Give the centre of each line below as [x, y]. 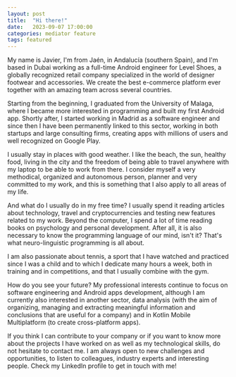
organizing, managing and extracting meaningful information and [101, 307]
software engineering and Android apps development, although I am [106, 293]
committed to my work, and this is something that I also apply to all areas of [117, 184]
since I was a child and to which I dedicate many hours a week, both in [110, 264]
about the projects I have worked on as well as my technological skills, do [114, 344]
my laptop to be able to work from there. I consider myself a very [101, 170]
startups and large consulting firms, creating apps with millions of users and [118, 134]
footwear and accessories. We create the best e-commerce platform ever [114, 82]
